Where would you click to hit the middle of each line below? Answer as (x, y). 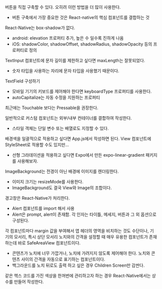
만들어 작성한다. (29, 282)
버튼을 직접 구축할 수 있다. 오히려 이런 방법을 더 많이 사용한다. (63, 7)
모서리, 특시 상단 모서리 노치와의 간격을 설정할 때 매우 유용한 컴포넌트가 (81, 237)
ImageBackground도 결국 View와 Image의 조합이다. (62, 188)
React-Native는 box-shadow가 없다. (40, 28)
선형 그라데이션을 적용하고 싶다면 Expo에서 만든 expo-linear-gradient (78, 155)
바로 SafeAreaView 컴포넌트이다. (49, 243)
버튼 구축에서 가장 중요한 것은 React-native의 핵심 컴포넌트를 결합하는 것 (81, 17)
